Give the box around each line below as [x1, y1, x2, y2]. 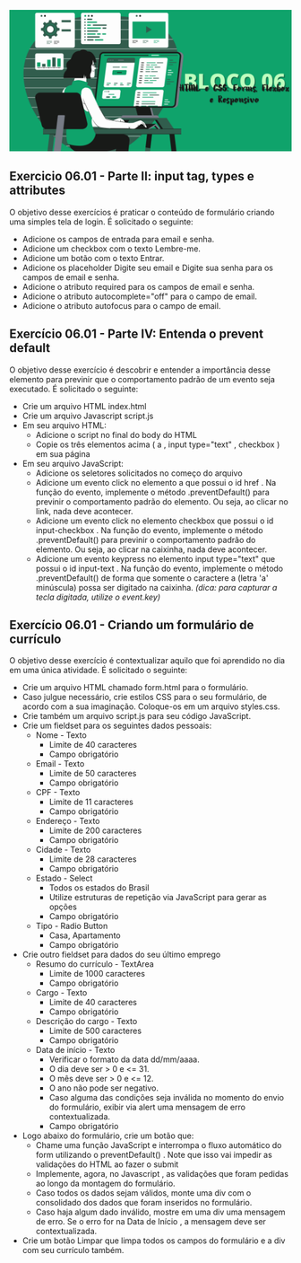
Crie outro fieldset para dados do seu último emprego [21, 949, 221, 960]
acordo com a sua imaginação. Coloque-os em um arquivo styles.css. [21, 701, 280, 712]
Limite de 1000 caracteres [48, 969, 146, 979]
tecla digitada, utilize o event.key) [35, 592, 161, 602]
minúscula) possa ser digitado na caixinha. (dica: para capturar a [35, 582, 278, 592]
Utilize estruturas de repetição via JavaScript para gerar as [48, 892, 267, 903]
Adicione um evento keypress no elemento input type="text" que [35, 553, 276, 564]
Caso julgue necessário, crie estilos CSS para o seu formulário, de [21, 692, 267, 703]
